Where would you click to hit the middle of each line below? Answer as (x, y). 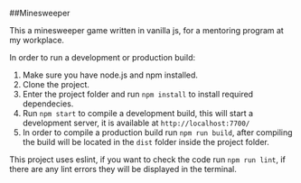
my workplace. (37, 40)
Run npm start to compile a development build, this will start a (138, 113)
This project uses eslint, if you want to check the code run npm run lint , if (148, 160)
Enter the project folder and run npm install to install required (138, 94)
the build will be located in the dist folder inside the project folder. (146, 142)
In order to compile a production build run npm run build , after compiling (157, 133)
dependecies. (48, 104)
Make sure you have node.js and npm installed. (110, 75)
